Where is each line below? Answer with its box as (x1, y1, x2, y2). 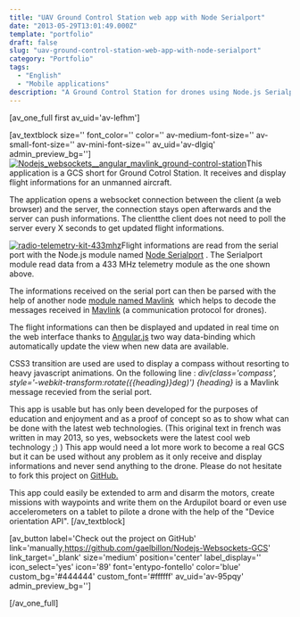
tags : (9, 63, 29, 72)
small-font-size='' (9, 139, 76, 150)
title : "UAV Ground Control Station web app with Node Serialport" (9, 12, 266, 22)
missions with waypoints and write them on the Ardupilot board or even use (9, 497, 287, 507)
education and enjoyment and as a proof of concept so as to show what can (9, 413, 290, 424)
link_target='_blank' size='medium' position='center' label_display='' (9, 552, 262, 563)
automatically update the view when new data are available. (9, 341, 229, 351)
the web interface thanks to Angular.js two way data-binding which (9, 331, 256, 341)
